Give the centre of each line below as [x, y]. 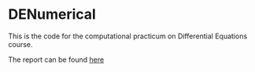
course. [20, 44]
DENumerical [52, 14]
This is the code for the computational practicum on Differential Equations [128, 36]
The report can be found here [56, 59]
